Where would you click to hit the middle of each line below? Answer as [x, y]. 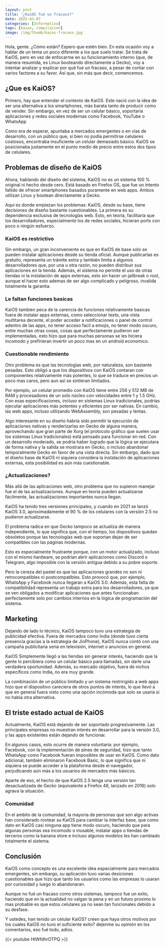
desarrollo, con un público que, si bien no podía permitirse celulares [74, 136]
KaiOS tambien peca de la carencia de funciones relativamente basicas [78, 310]
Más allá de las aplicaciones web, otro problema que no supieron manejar [80, 486]
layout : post [19, 10]
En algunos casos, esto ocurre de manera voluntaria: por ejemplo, [72, 745]
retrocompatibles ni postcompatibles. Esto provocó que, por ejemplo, [76, 577]
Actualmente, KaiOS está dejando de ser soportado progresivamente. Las [80, 725]
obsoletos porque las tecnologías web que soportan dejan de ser [71, 537]
